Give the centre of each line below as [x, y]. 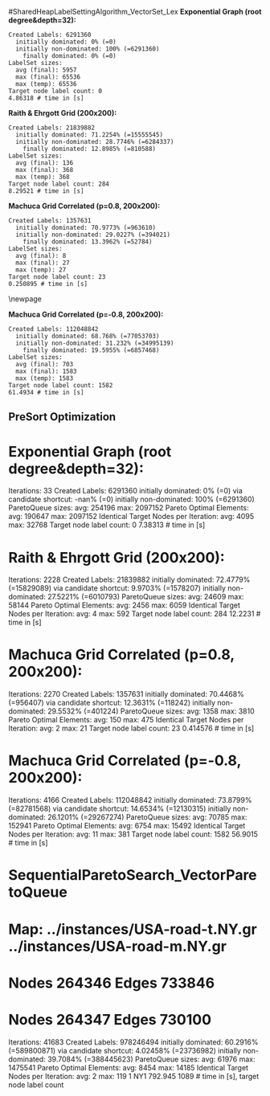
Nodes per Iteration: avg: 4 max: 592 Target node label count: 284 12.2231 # [135, 614]
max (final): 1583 [47, 371]
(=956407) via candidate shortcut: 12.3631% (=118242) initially [112, 703]
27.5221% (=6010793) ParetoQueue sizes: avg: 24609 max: [145, 597]
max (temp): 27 [41, 270]
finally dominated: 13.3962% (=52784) [88, 242]
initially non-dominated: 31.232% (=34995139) [95, 343]
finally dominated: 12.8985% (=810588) [90, 149]
